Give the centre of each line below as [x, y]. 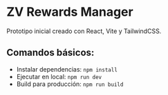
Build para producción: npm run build [70, 84]
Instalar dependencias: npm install [67, 69]
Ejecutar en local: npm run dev [59, 76]
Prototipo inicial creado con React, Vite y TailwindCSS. [84, 31]
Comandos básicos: [50, 53]
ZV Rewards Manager [70, 12]
